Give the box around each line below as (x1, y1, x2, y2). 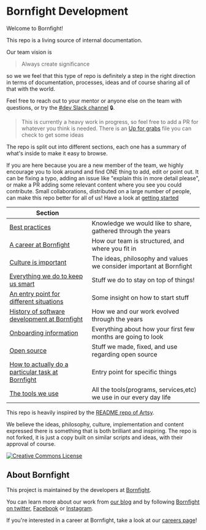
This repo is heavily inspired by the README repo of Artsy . (6, 409, 154, 416)
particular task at (9, 367, 58, 376)
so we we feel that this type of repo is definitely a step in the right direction (6, 72, 196, 79)
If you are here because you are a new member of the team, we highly (6, 161, 184, 169)
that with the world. (6, 85, 55, 93)
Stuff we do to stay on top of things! (91, 275, 195, 284)
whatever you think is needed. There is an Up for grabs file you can (21, 125, 192, 132)
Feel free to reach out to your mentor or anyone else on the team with (6, 97, 182, 104)
